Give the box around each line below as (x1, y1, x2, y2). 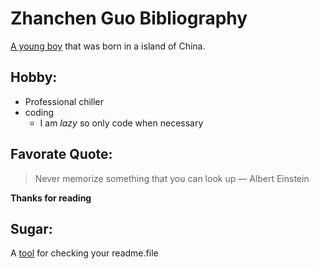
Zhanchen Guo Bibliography (10, 7, 248, 30)
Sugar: (10, 220, 53, 237)
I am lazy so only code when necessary (39, 117, 204, 129)
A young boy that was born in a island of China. (10, 40, 206, 52)
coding (24, 106, 55, 118)
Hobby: (10, 69, 58, 86)
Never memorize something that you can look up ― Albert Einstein (34, 172, 310, 184)
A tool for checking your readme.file (10, 247, 159, 259)
